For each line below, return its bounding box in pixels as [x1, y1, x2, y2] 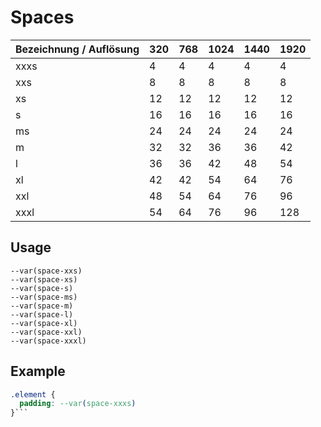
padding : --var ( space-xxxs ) [19, 399, 137, 409]
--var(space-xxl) [10, 327, 83, 337]
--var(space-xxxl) [10, 336, 87, 346]
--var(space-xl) [10, 318, 78, 328]
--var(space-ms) [10, 292, 78, 302]
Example [10, 363, 66, 380]
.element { [10, 389, 56, 400]
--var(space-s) [10, 283, 74, 293]
